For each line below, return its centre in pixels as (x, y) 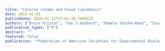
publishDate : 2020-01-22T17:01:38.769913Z (49, 18)
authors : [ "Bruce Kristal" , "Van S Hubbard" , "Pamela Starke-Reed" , (77, 23)
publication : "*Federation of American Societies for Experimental (76, 41)
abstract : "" (18, 32)
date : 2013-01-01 (23, 14)
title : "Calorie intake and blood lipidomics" (54, 9)
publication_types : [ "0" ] (31, 28)
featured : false (22, 37)
